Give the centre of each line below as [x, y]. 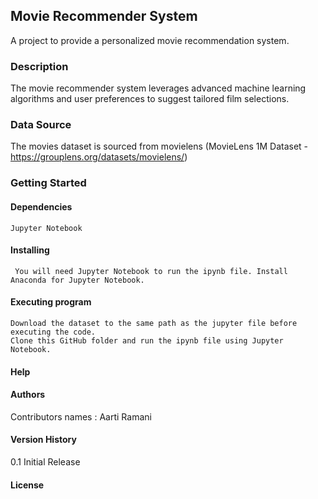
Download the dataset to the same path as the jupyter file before [154, 323]
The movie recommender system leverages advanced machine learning [158, 88]
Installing [30, 250]
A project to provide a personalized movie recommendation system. [150, 40]
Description [39, 66]
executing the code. [53, 332]
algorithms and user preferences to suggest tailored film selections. [150, 99]
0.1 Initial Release [45, 461]
